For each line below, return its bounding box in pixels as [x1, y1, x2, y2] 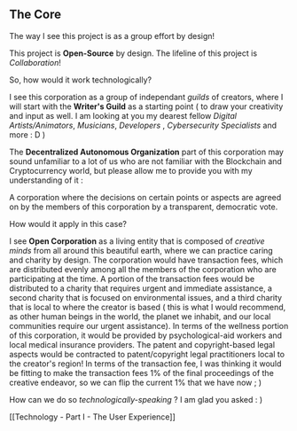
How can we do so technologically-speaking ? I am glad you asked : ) [9, 394, 263, 404]
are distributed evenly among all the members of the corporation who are [9, 263, 277, 274]
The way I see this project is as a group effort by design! [9, 30, 215, 41]
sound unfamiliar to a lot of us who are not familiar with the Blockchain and [9, 155, 282, 167]
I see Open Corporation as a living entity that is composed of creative [9, 235, 265, 247]
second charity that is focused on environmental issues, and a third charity [9, 292, 282, 302]
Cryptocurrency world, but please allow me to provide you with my [9, 165, 253, 176]
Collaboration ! [9, 57, 62, 67]
